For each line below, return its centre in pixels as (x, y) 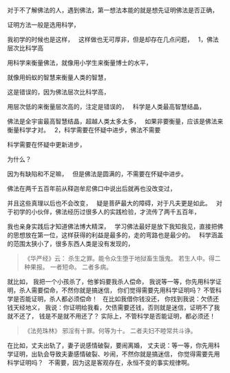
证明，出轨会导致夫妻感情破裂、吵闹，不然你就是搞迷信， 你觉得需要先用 (116, 354)
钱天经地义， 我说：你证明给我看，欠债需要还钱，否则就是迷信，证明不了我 (114, 308)
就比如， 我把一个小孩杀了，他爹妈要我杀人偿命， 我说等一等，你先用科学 (111, 282)
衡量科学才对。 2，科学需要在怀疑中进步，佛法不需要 (84, 130)
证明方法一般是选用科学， (43, 25)
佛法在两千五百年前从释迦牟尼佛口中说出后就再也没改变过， (92, 189)
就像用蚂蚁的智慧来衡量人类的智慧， (59, 77)
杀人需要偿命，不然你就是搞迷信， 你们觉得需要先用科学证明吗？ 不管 (117, 290)
